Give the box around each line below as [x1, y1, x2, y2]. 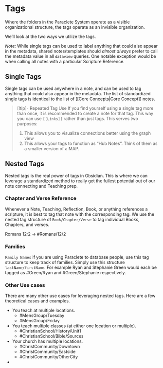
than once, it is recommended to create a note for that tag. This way [17, 110, 154, 116]
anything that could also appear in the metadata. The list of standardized [5, 90, 151, 96]
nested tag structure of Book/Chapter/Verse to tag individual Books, [5, 216, 140, 222]
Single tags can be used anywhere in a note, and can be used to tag [5, 86, 142, 91]
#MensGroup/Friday [19, 318, 60, 324]
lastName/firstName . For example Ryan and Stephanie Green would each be [5, 264, 157, 270]
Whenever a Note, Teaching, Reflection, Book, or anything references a [5, 206, 148, 212]
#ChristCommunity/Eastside [19, 349, 76, 355]
